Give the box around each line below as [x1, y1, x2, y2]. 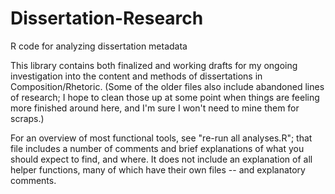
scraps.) [10, 112, 45, 124]
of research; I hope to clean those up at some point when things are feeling [10, 91, 320, 103]
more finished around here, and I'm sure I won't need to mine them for [10, 102, 300, 114]
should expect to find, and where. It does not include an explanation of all [10, 153, 313, 165]
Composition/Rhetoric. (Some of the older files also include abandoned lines [10, 80, 325, 92]
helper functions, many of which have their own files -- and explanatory [10, 163, 306, 176]
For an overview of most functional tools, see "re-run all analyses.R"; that [10, 132, 313, 144]
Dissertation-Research [10, 7, 204, 30]
